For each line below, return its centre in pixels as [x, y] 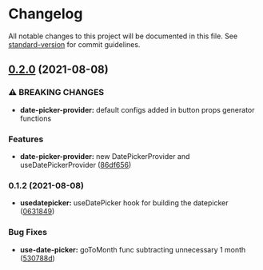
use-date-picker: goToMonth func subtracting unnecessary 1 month [133, 249]
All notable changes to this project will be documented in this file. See [123, 36]
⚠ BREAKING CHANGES [56, 93]
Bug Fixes [28, 232]
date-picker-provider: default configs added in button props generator [137, 109]
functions [36, 118]
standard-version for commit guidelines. [74, 44]
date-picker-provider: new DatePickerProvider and [105, 156]
